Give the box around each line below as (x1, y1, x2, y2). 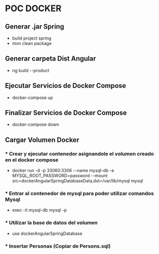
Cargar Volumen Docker (5, 136, 79, 144)
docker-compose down (12, 121, 59, 127)
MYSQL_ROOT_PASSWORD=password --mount (12, 173, 108, 178)
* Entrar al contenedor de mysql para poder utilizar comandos (5, 190, 154, 197)
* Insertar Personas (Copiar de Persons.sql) (5, 242, 111, 249)
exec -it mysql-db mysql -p (12, 207, 67, 213)
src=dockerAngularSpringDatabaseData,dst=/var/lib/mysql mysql (12, 178, 143, 184)
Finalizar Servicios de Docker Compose (5, 109, 127, 117)
